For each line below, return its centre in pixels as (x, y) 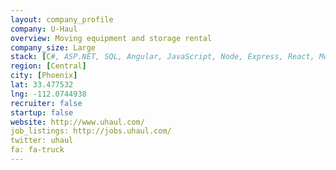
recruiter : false (46, 103)
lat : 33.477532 (42, 85)
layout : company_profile (62, 19)
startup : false (42, 112)
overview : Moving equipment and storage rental (111, 38)
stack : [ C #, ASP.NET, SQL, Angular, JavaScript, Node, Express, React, (162, 57)
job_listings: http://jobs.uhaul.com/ (91, 131)
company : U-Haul (44, 29)
